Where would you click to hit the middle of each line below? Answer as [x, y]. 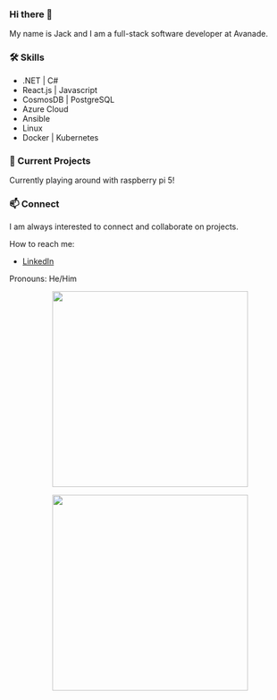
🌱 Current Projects [50, 160]
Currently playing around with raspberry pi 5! [92, 180]
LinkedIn [38, 261]
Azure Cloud [45, 109]
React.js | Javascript [60, 90]
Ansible [36, 118]
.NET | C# [40, 81]
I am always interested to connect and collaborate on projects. [124, 226]
